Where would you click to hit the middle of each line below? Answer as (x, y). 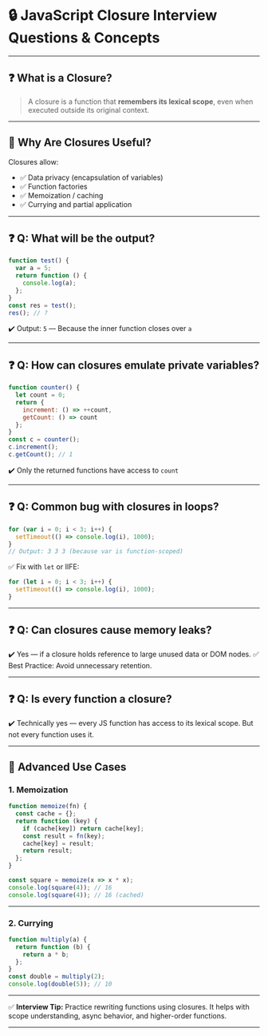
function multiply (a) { (48, 939)
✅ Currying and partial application (76, 204)
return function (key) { (57, 821)
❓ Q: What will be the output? (82, 238)
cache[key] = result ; (58, 843)
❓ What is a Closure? (60, 78)
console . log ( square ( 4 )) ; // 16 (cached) (77, 895)
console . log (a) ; (50, 283)
